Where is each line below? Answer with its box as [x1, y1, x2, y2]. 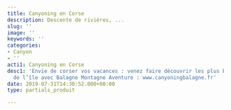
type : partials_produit [7, 87, 76, 93]
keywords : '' [7, 36, 45, 43]
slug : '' [7, 23, 32, 30]
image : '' [7, 29, 36, 36]
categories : [7, 42, 41, 49]
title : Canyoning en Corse [7, 10, 85, 17]
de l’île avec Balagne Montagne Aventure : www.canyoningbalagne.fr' [13, 74, 217, 81]
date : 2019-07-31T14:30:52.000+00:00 [7, 80, 115, 87]
